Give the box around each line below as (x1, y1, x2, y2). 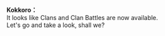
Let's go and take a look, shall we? (6, 21, 105, 29)
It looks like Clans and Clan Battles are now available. (6, 14, 159, 22)
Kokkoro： (6, 6, 37, 15)
